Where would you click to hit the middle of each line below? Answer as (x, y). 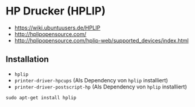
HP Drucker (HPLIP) (56, 11)
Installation (27, 59)
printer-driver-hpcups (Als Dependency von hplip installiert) (91, 80)
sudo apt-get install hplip (41, 97)
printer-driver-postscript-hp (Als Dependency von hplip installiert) (101, 87)
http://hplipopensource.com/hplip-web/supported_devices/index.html (101, 40)
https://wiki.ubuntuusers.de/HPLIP (57, 28)
